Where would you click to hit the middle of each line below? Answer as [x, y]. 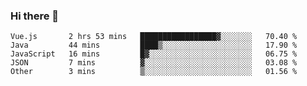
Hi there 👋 [35, 16]
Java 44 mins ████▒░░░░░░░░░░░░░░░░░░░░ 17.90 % [154, 45]
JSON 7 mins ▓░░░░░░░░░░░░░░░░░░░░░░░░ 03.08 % [154, 63]
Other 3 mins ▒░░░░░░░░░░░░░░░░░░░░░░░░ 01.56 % [154, 72]
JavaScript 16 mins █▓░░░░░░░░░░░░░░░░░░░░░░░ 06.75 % [154, 54]
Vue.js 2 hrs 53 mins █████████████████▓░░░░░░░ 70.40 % [154, 37]
